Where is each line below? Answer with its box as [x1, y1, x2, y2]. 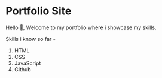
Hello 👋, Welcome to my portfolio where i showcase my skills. [5, 24, 157, 31]
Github [14, 65, 31, 73]
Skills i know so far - [5, 35, 56, 42]
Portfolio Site [5, 4, 72, 18]
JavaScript [14, 60, 41, 67]
